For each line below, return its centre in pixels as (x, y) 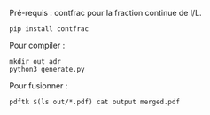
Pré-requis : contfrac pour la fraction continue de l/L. (105, 13)
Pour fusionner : (39, 86)
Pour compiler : (37, 45)
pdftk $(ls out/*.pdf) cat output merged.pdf (94, 102)
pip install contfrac (49, 29)
